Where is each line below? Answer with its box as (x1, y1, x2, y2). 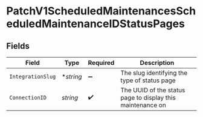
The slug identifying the (120, 69, 188, 77)
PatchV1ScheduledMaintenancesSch (6, 4, 196, 18)
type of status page (120, 76, 176, 85)
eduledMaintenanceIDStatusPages (6, 17, 185, 31)
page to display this (120, 94, 176, 101)
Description (140, 59, 175, 67)
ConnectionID (9, 94, 47, 101)
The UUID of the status (120, 86, 185, 94)
